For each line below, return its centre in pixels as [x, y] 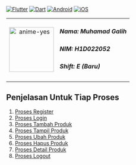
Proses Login [31, 118]
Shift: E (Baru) [80, 66]
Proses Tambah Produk [43, 124]
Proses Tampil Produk [42, 130]
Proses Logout [33, 156]
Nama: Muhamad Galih [93, 32]
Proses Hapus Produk [41, 144]
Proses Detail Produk [40, 150]
